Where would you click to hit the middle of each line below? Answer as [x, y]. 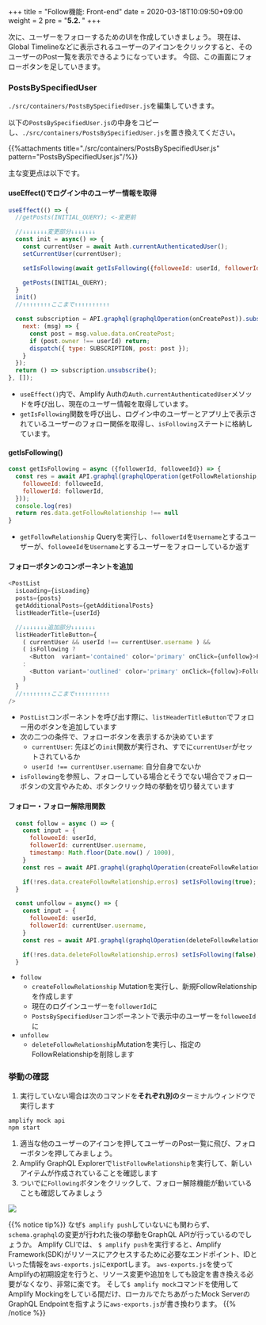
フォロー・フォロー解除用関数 [57, 806]
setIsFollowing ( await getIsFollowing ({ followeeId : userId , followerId [141, 268]
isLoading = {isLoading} [53, 591]
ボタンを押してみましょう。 [72, 1153]
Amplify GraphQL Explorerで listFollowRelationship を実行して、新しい [136, 1163]
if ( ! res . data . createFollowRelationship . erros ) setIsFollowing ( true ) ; [140, 882]
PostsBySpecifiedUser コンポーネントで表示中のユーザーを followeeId [144, 1016]
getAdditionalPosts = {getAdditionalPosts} [85, 606]
